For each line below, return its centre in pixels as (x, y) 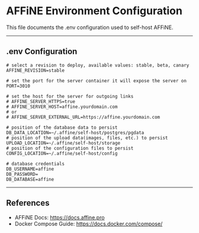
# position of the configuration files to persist (70, 148)
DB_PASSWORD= (22, 174)
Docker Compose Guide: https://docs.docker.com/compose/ (89, 224)
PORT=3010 (18, 86)
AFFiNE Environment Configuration (94, 11)
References (28, 203)
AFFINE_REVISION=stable (36, 70)
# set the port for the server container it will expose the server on (96, 81)
